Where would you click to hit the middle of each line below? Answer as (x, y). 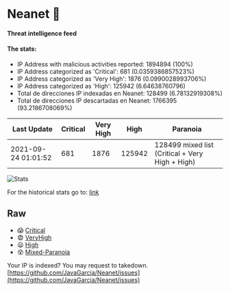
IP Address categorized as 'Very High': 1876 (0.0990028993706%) (112, 79)
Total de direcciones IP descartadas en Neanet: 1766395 (97, 100)
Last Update (33, 129)
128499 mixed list (184, 144)
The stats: (22, 49)
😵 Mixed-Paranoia (43, 252)
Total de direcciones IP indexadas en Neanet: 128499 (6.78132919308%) (120, 93)
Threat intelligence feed (42, 33)
